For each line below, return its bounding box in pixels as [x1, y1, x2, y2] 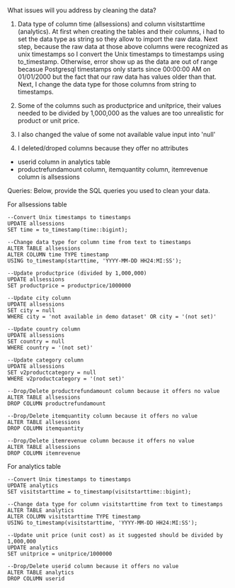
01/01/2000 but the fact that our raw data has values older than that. [17, 72, 217, 81]
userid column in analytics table [17, 157, 111, 166]
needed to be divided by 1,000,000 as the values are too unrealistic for [17, 109, 224, 117]
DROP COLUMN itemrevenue [7, 450, 81, 457]
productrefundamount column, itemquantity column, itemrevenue [17, 165, 208, 173]
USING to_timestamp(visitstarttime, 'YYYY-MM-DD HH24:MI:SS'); [7, 519, 198, 526]
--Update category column [7, 357, 84, 364]
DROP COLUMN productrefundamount [7, 400, 106, 407]
